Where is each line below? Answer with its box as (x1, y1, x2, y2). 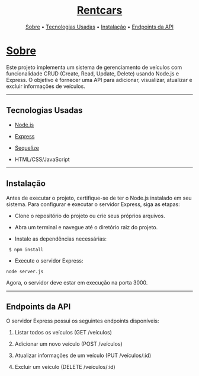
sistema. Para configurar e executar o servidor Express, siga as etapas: (6, 200, 181, 208)
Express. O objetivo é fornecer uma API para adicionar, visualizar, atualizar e (6, 76, 192, 83)
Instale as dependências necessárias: (14, 235, 107, 242)
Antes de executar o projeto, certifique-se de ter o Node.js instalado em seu (6, 194, 192, 201)
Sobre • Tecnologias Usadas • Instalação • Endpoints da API (25, 23, 174, 30)
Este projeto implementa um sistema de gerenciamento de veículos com (6, 64, 182, 71)
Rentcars (76, 4, 123, 17)
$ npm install (8, 247, 44, 252)
